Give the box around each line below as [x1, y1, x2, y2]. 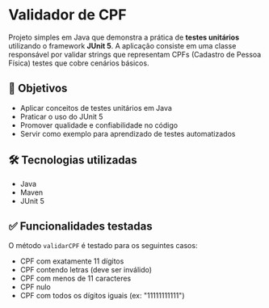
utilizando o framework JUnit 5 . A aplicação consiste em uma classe [8, 40, 237, 50]
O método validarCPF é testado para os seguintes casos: [8, 241, 198, 251]
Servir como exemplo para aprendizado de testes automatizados [19, 129, 236, 138]
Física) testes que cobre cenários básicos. [8, 58, 149, 68]
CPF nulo [19, 282, 51, 292]
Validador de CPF [8, 6, 127, 24]
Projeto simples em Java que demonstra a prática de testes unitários [8, 32, 240, 42]
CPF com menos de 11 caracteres [19, 273, 132, 284]
